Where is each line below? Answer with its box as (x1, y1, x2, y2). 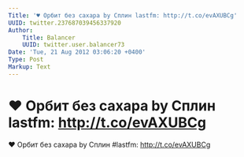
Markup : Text (8, 63, 51, 71)
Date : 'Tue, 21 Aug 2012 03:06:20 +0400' (8, 48, 146, 56)
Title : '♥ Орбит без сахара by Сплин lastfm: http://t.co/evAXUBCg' (8, 11, 238, 20)
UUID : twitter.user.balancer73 (22, 41, 125, 49)
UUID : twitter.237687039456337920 (8, 19, 122, 27)
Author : (8, 26, 34, 34)
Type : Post (8, 56, 44, 64)
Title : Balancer (22, 33, 76, 42)
